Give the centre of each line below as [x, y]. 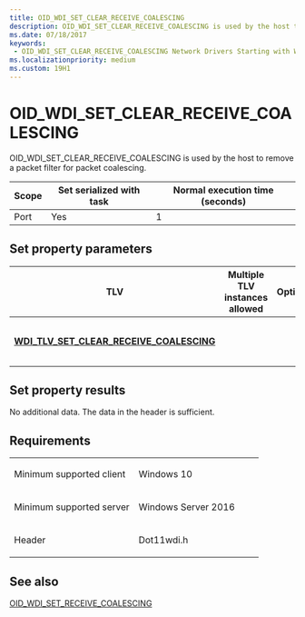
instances [246, 297]
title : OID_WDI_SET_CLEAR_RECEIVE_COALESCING [97, 18]
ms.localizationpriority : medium [73, 60]
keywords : [28, 43]
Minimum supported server [72, 507]
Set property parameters [81, 249]
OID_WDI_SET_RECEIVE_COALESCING [81, 603]
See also [34, 581]
